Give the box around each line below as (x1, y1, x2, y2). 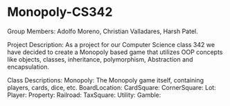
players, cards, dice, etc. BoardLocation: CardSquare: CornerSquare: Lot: (7, 83, 216, 91)
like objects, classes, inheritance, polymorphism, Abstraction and (7, 55, 193, 63)
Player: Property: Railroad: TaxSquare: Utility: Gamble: (7, 91, 161, 99)
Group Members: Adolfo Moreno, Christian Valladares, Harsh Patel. (7, 27, 199, 35)
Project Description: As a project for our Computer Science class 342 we (7, 40, 215, 48)
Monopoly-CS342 (7, 4, 113, 20)
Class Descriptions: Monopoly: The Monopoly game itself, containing (7, 76, 204, 84)
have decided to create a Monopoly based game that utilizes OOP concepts (7, 48, 223, 56)
